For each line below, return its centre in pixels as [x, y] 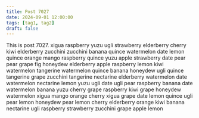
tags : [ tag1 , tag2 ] [30, 23]
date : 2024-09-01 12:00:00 [40, 17]
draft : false [22, 28]
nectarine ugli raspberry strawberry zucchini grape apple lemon [85, 108]
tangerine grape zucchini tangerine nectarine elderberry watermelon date [97, 77]
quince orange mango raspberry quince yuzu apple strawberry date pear [96, 58]
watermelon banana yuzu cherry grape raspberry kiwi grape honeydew [94, 89]
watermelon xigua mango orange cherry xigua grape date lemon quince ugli [99, 96]
